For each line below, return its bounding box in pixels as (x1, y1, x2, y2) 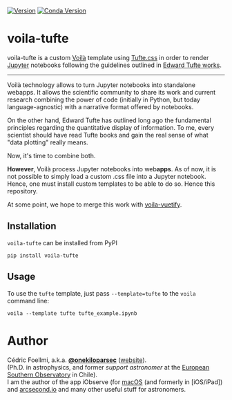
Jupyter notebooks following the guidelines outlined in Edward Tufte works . (7, 61, 222, 69)
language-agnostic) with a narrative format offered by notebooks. (7, 102, 194, 111)
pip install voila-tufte (7, 252, 79, 259)
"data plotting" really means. (7, 138, 88, 146)
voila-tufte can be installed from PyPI (7, 238, 117, 247)
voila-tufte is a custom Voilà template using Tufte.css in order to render (7, 53, 209, 61)
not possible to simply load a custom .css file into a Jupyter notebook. (7, 172, 206, 180)
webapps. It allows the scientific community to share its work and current (7, 88, 216, 96)
